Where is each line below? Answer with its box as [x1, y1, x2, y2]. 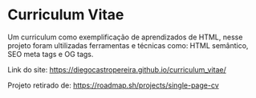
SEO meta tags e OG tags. [7, 49, 94, 59]
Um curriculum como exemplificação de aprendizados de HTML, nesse [7, 32, 243, 42]
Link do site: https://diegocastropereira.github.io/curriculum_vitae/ [7, 64, 226, 74]
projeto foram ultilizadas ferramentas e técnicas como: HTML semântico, [7, 40, 249, 50]
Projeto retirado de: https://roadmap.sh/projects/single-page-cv [7, 80, 220, 90]
